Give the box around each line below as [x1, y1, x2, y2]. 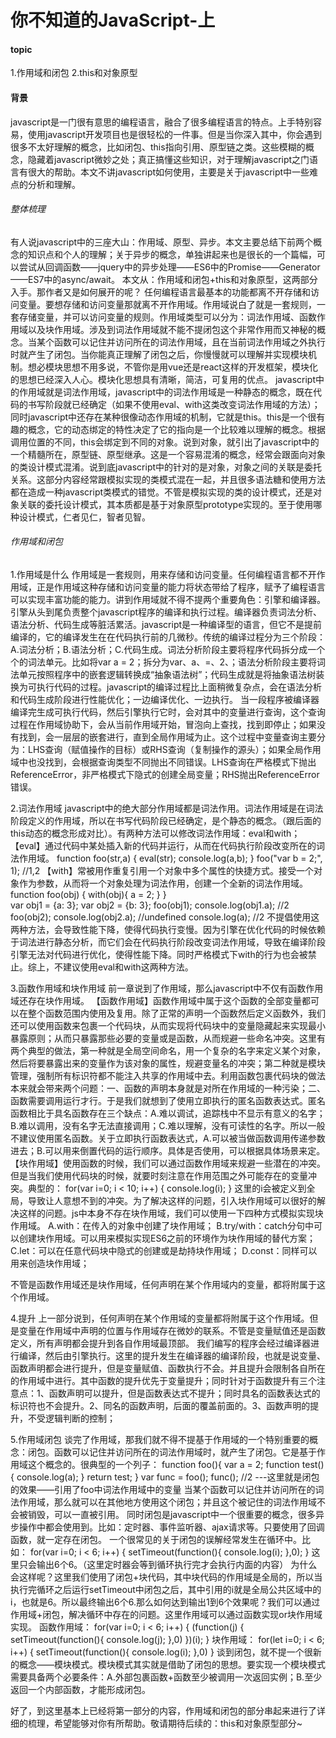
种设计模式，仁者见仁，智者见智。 [10, 511, 151, 523]
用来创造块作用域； [10, 1257, 90, 1269]
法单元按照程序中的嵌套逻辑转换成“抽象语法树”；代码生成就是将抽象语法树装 [10, 669, 325, 680]
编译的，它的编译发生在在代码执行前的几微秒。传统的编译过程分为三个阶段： [10, 631, 326, 643]
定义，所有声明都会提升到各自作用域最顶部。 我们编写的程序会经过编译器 [10, 1337, 311, 1349]
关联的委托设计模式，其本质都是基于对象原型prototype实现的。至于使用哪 [18, 498, 323, 510]
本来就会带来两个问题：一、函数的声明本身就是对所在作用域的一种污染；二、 [10, 1082, 326, 1094]
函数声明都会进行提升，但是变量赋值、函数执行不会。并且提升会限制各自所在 [10, 1362, 326, 1374]
